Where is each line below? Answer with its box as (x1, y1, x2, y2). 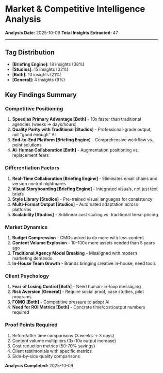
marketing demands (12, 256, 52, 261)
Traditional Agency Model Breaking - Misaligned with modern (12, 250, 137, 256)
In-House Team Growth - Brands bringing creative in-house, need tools (12, 260, 156, 266)
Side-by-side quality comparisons (12, 353, 80, 359)
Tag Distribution (5, 49, 55, 57)
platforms (12, 206, 32, 212)
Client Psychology (5, 273, 49, 279)
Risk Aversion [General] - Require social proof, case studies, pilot (12, 289, 144, 294)
